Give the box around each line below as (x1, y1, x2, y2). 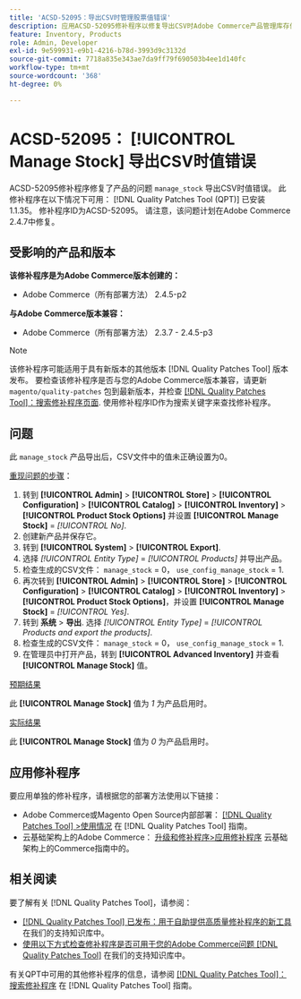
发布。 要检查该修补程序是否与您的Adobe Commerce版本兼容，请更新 (9, 375, 267, 386)
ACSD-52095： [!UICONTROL (9, 129, 236, 149)
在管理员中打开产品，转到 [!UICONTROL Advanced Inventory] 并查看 (21, 649, 279, 660)
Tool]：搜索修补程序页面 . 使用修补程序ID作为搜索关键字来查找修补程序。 (9, 397, 276, 408)
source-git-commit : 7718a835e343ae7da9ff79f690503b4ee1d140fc (9, 55, 246, 64)
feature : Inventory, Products (9, 30, 123, 38)
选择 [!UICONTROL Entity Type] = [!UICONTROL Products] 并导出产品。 (21, 553, 287, 564)
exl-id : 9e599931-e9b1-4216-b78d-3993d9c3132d (9, 47, 186, 55)
